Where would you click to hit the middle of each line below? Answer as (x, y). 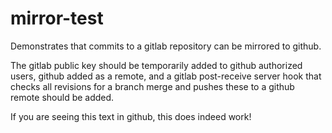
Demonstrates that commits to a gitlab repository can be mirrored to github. (166, 46)
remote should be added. (62, 97)
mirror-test (57, 18)
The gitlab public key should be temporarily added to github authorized (156, 65)
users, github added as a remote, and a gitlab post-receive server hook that (166, 76)
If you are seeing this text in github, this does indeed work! (131, 116)
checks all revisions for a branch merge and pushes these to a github (152, 86)
